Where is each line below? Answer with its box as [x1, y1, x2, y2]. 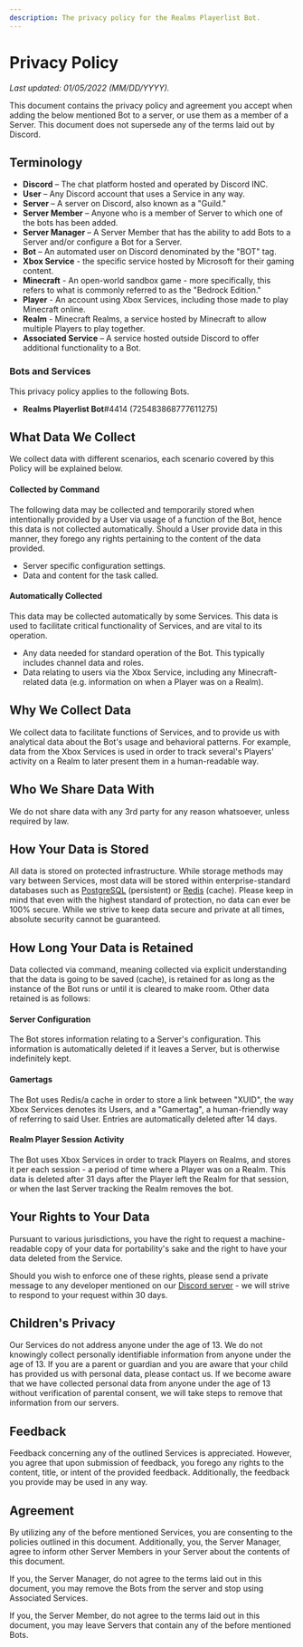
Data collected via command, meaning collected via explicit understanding [9, 964, 288, 975]
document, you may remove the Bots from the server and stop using [9, 1583, 264, 1594]
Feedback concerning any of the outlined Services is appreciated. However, [9, 1448, 292, 1459]
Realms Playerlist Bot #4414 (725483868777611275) [22, 403, 219, 414]
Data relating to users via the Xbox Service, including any [22, 667, 237, 678]
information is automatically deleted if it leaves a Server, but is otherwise [9, 1044, 280, 1055]
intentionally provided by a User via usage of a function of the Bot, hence [9, 514, 282, 525]
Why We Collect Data [9, 703, 132, 718]
